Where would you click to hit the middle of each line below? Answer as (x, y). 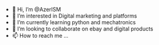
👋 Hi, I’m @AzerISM (36, 9)
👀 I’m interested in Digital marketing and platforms (75, 16)
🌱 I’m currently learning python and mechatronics (74, 22)
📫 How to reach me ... (40, 36)
